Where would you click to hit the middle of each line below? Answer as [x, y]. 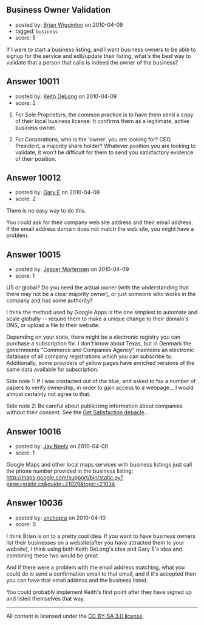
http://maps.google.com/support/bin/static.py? [65, 478]
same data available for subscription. [53, 369]
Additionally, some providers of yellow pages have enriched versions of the [100, 363]
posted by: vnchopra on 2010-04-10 [60, 518]
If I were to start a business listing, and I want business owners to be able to [101, 49]
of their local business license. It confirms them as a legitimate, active [102, 121]
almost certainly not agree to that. [49, 394]
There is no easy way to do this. [46, 211]
